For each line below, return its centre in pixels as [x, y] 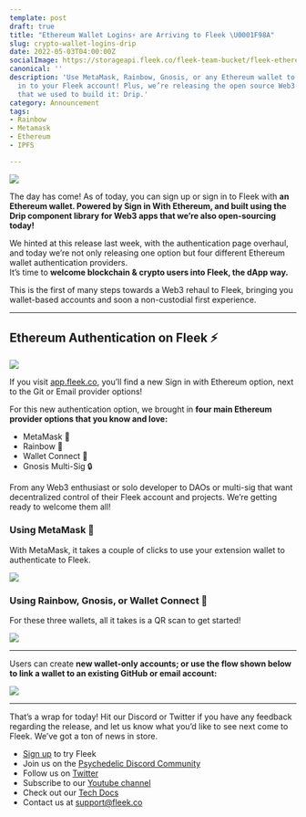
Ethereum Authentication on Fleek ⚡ [114, 338]
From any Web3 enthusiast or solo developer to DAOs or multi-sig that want [151, 487]
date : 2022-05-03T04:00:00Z [63, 52]
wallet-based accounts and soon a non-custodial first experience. [133, 299]
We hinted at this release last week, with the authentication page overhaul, [149, 243]
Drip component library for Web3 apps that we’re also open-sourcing [143, 215]
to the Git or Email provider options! [76, 391]
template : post [38, 18]
